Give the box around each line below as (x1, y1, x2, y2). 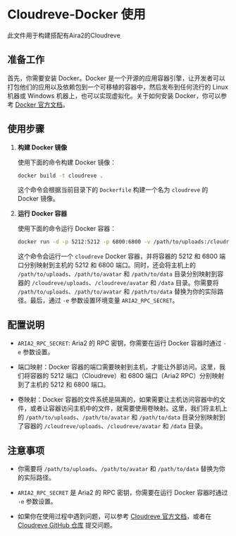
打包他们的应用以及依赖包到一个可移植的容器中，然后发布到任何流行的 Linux (7, 83, 229, 91)
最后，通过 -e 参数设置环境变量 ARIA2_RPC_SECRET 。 (30, 296, 179, 305)
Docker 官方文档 (15, 100, 63, 109)
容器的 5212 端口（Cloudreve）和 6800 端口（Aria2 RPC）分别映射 (30, 372, 225, 380)
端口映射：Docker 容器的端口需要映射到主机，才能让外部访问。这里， (17, 363, 220, 371)
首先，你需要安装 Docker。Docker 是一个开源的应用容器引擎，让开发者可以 (7, 73, 225, 82)
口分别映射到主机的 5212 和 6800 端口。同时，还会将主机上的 (17, 261, 196, 269)
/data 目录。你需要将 (158, 279, 219, 287)
